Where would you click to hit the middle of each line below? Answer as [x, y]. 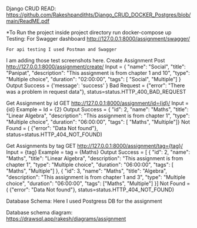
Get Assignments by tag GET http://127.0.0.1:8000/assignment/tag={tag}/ [95, 146]
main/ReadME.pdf [28, 21]
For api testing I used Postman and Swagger [61, 49]
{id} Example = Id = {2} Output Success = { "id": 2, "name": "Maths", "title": [97, 109]
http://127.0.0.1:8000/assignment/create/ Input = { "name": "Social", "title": [96, 67]
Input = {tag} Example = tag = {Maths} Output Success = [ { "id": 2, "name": [98, 152]
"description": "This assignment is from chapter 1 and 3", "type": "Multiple [96, 177]
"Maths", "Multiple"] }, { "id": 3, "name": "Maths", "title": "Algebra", [87, 171]
